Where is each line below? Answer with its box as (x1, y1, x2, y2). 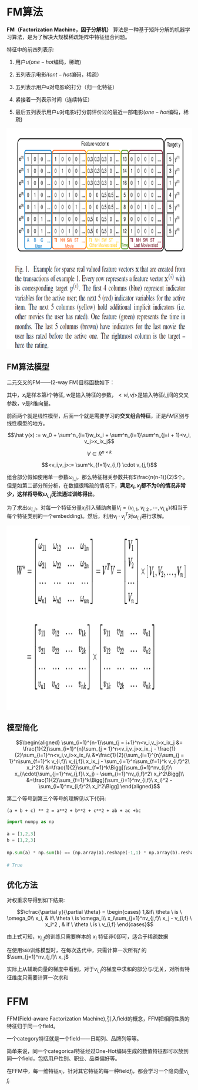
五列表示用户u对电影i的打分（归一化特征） (15, 83, 118, 90)
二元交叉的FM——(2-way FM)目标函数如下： (6, 378, 115, 386)
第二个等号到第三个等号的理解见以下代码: (6, 795, 106, 802)
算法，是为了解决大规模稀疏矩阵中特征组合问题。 (11, 33, 130, 40)
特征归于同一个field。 (6, 1023, 59, 1029)
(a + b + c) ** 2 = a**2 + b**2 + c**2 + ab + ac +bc (6, 808, 142, 814)
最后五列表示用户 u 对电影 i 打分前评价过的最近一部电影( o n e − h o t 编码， (15, 108, 184, 115)
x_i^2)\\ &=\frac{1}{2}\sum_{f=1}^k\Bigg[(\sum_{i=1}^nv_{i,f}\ (26, 764, 172, 771)
